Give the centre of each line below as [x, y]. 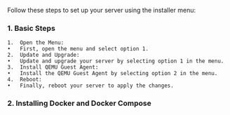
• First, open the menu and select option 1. [78, 49]
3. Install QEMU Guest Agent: [53, 67]
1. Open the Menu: [36, 43]
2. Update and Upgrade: [43, 55]
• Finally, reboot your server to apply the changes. [90, 86]
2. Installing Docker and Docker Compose [80, 103]
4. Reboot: [25, 80]
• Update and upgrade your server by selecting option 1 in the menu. [116, 61]
